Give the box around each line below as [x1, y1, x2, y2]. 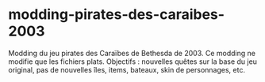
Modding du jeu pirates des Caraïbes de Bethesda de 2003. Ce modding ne [8, 48, 256, 58]
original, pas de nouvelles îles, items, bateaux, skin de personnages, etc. [8, 65, 246, 74]
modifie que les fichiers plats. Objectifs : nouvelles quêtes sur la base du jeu [8, 57, 258, 66]
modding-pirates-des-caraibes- [8, 6, 225, 24]
